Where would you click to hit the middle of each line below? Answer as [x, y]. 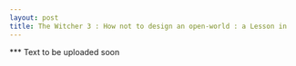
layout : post [34, 18]
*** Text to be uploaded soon [65, 52]
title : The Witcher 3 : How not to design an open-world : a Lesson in [148, 26]
